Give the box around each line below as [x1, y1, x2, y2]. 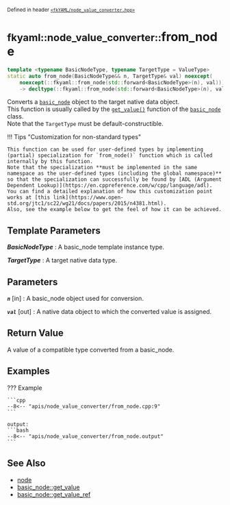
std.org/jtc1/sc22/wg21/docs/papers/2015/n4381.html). [7, 200, 167, 207]
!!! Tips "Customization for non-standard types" [7, 133, 142, 141]
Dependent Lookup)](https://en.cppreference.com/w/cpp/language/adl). [7, 182, 213, 189]
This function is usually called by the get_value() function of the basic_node [7, 105, 221, 113]
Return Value [7, 328, 64, 339]
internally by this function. [7, 158, 94, 165]
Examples [7, 365, 50, 377]
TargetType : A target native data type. [7, 256, 118, 264]
